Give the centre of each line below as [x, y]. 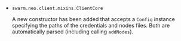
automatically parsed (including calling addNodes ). [73, 32]
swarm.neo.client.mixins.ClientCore [57, 8]
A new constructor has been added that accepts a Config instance [93, 19]
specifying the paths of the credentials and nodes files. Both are [91, 25]
